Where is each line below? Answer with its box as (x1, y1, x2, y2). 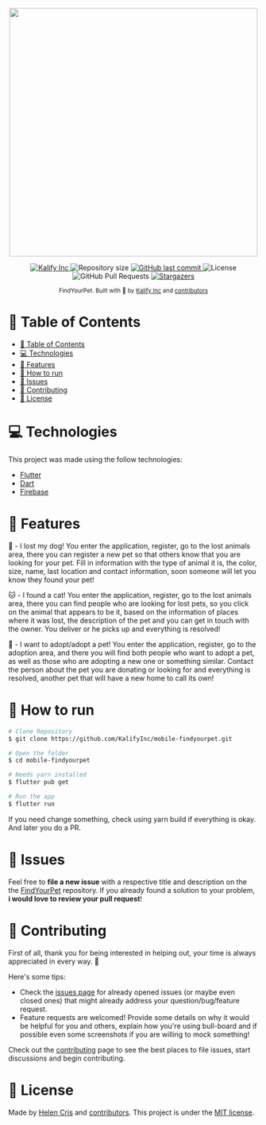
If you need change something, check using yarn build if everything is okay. (8, 814, 256, 824)
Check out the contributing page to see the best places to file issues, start (8, 1045, 251, 1054)
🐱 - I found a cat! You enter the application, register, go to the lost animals (8, 590, 253, 599)
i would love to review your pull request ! (8, 894, 143, 903)
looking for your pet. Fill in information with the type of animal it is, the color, (8, 557, 257, 568)
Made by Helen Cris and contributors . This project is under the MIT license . (8, 1108, 255, 1117)
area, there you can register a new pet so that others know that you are (8, 549, 241, 559)
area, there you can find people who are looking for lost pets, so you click (8, 599, 249, 608)
